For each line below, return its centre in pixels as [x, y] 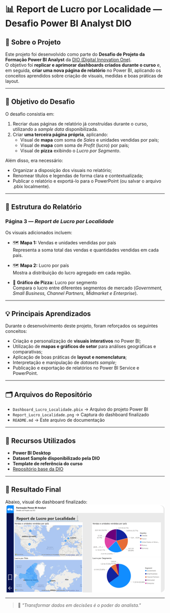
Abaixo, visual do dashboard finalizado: [46, 502]
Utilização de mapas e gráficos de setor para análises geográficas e [84, 346]
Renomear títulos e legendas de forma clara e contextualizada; [78, 176]
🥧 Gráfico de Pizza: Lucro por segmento [55, 282]
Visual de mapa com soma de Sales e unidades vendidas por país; [90, 140]
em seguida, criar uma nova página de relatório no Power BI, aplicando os [83, 70]
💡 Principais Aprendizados [48, 314]
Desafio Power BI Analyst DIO [68, 24]
